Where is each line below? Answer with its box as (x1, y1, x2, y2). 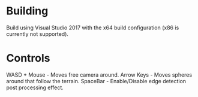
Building (6, 4, 49, 18)
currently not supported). (6, 30, 69, 37)
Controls (6, 51, 50, 65)
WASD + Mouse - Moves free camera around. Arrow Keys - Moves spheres (6, 71, 193, 78)
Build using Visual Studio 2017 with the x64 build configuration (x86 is (6, 24, 179, 31)
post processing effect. (6, 84, 64, 91)
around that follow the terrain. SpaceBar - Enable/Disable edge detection (6, 77, 187, 84)
